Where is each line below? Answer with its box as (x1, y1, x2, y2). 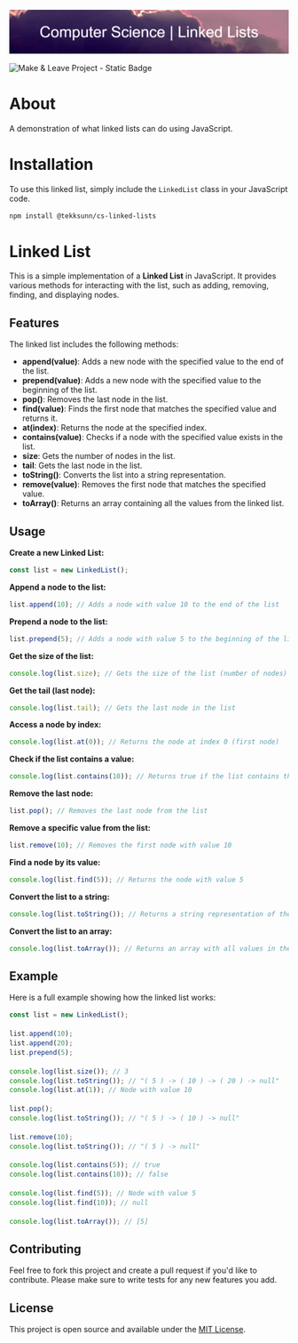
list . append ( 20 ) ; (9, 1039, 74, 1048)
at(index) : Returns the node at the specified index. (21, 422, 208, 433)
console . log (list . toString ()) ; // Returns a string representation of (9, 909, 276, 919)
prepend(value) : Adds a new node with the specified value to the (21, 375, 262, 386)
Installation (9, 154, 94, 174)
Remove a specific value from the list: (9, 823, 151, 833)
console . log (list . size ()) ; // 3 (9, 1066, 129, 1076)
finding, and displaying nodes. (9, 290, 120, 301)
